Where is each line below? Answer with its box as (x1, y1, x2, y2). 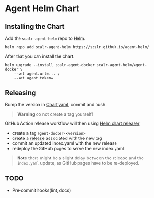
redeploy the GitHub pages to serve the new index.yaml (12, 145, 124, 151)
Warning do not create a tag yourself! (17, 111, 93, 117)
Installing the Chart (5, 22, 65, 31)
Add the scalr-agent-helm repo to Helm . (5, 35, 86, 41)
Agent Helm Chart (5, 3, 79, 14)
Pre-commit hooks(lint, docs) (12, 187, 71, 193)
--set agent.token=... (14, 76, 60, 80)
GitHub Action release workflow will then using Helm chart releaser (5, 120, 140, 126)
